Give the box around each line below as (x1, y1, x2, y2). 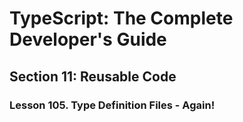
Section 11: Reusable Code (9, 68, 177, 85)
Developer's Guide (9, 28, 167, 51)
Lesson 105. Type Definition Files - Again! (9, 98, 216, 112)
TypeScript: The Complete (9, 7, 234, 30)
